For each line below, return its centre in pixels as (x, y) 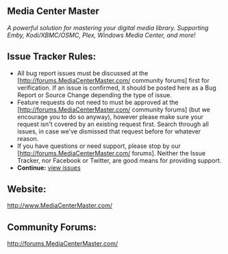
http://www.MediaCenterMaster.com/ (60, 205)
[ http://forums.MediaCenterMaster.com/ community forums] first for (113, 80)
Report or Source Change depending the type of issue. (94, 94)
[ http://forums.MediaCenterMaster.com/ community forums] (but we (114, 110)
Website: (27, 189)
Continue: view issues (49, 168)
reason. (28, 138)
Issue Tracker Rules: (52, 56)
